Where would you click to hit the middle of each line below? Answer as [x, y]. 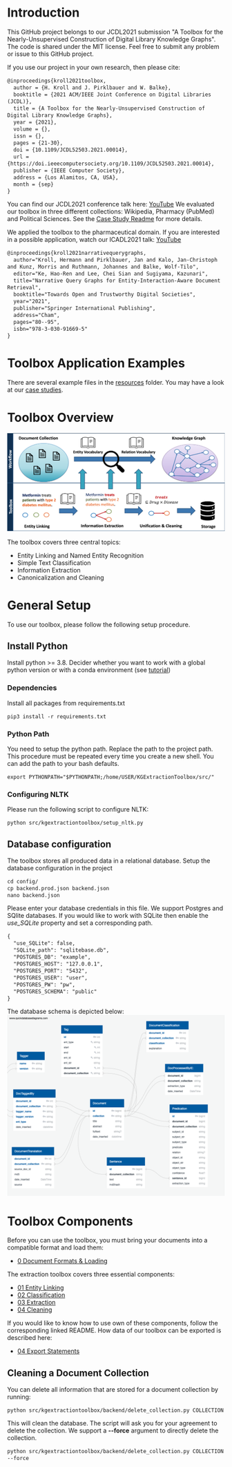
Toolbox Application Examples [96, 363]
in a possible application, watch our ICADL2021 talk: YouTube [94, 239]
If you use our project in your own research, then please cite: [94, 67]
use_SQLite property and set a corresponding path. [80, 923]
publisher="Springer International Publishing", [85, 308]
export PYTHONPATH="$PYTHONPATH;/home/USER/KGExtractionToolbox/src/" [111, 777]
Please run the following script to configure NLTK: [78, 809]
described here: [30, 1338]
